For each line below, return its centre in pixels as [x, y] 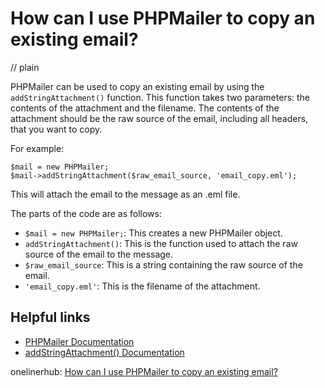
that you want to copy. [56, 129]
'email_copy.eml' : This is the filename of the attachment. [142, 286]
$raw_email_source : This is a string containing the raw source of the [163, 264]
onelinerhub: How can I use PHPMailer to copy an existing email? [144, 371]
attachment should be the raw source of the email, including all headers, [159, 118]
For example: [37, 148]
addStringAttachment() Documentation [104, 352]
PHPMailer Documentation [79, 341]
